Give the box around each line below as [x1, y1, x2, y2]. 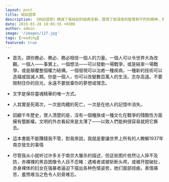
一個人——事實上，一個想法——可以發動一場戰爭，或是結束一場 [21, 61, 154, 67]
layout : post [5, 7, 33, 13]
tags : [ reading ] [5, 36, 39, 41]
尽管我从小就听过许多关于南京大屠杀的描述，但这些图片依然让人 [12, 152, 145, 158]
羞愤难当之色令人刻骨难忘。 [21, 171, 79, 177]
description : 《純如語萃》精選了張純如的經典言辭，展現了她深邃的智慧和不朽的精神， [5, 17, 162, 22]
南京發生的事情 [12, 142, 44, 148]
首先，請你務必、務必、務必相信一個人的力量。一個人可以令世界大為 [12, 54, 154, 60]
